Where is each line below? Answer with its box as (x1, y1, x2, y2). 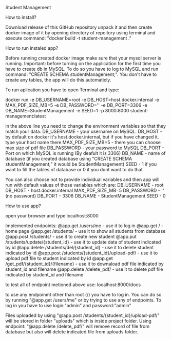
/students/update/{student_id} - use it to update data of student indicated (5, 239, 161, 245)
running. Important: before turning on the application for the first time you (5, 61, 161, 66)
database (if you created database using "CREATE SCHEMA (5, 156, 132, 162)
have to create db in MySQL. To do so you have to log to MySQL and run (5, 66, 159, 72)
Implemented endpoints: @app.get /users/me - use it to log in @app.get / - (5, 223, 164, 229)
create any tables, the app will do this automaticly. (5, 77, 111, 83)
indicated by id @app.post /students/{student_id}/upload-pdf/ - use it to (5, 250, 158, 256)
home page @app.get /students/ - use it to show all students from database (5, 228, 166, 234)
